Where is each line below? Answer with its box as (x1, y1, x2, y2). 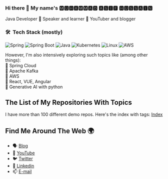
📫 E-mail (12, 168, 32, 174)
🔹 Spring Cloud (5, 62, 36, 68)
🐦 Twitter (12, 155, 33, 162)
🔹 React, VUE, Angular (5, 78, 51, 84)
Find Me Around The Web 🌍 (5, 126, 94, 135)
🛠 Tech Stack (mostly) (5, 29, 63, 36)
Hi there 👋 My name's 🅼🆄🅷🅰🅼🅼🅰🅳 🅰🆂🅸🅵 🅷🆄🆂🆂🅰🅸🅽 (5, 5, 152, 12)
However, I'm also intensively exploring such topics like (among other (5, 52, 148, 58)
